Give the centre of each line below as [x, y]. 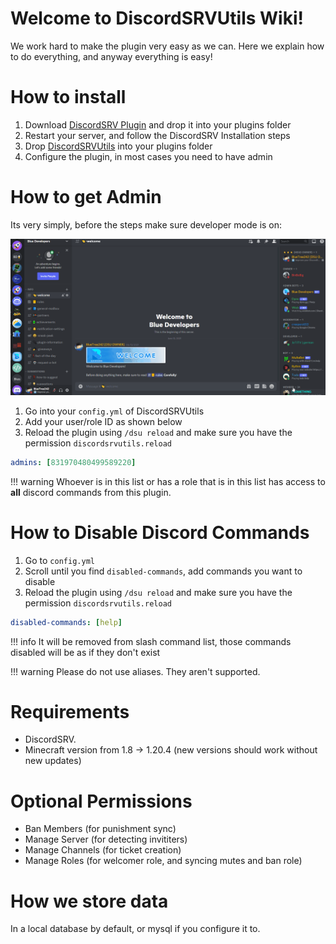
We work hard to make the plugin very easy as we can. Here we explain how [167, 46]
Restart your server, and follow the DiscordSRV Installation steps [157, 135]
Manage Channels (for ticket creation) [103, 850]
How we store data [89, 901]
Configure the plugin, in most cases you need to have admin [148, 156]
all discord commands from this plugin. [91, 492]
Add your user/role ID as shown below [103, 421]
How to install [68, 97]
